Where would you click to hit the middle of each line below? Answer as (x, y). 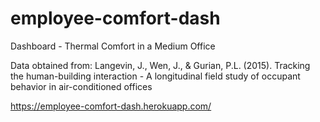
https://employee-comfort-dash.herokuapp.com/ (111, 106)
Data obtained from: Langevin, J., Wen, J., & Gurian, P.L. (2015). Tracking (160, 65)
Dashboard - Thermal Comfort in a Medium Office (113, 46)
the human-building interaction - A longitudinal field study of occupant (155, 76)
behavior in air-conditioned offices (81, 86)
